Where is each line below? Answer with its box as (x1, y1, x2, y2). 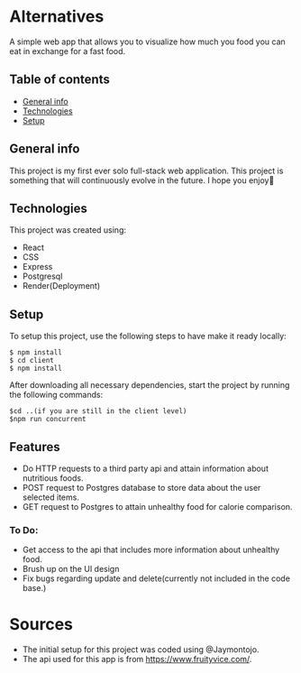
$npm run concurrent (9, 415, 87, 424)
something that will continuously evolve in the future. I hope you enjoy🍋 (9, 174, 275, 186)
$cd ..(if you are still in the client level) (9, 407, 187, 416)
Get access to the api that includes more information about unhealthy (22, 544, 280, 556)
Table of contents (9, 72, 110, 88)
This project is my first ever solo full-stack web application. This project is (9, 165, 284, 176)
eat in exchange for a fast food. (9, 45, 126, 56)
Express (22, 262, 53, 272)
